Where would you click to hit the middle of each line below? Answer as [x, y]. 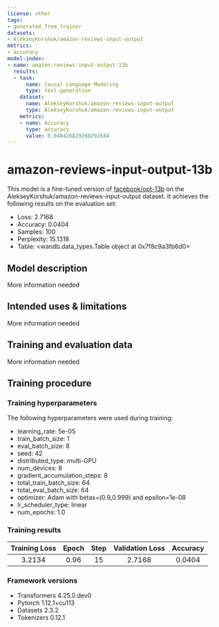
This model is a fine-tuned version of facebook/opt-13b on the [96, 189]
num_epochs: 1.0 [41, 512]
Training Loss [34, 548]
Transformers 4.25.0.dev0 [54, 595]
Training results [34, 530]
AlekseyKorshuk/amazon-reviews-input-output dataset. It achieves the [108, 196]
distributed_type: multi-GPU [57, 461]
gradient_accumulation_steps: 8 [63, 476]
